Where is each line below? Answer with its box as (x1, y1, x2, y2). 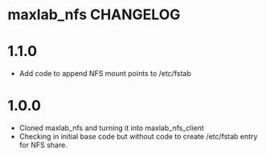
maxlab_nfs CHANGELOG (7, 6, 181, 24)
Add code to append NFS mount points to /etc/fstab (18, 69, 191, 78)
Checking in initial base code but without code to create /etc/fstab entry (18, 132, 258, 142)
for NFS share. (18, 140, 68, 150)
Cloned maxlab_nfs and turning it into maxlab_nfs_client (18, 123, 204, 133)
